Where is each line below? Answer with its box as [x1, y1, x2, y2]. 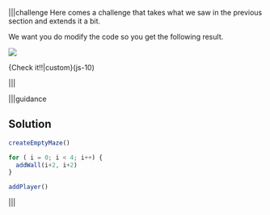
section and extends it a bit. [8, 16, 101, 26]
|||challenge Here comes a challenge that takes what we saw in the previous [8, 8, 263, 17]
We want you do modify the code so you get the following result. [8, 32, 224, 41]
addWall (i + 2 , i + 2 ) [15, 161, 78, 169]
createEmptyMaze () [8, 138, 70, 147]
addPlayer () [8, 183, 49, 192]
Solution [8, 117, 52, 131]
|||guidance [8, 94, 47, 103]
